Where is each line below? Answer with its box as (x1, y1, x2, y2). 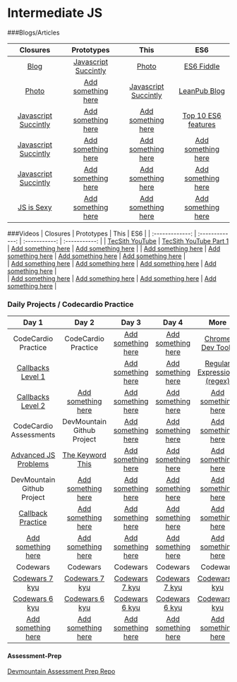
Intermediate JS (7, 5, 103, 21)
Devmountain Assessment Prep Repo (7, 667, 116, 676)
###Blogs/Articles (7, 28, 60, 37)
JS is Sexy (17, 202, 52, 212)
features (188, 119, 217, 129)
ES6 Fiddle (183, 61, 220, 71)
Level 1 (20, 372, 46, 382)
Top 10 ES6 (182, 111, 222, 121)
